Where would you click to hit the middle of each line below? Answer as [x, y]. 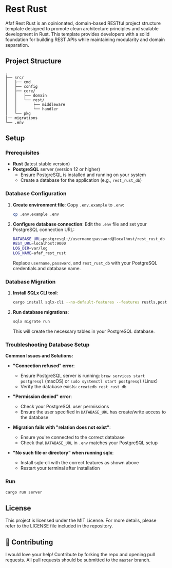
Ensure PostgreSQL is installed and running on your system [83, 175]
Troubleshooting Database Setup [47, 345]
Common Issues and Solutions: [39, 356]
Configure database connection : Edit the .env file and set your [80, 224]
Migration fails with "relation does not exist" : [62, 427]
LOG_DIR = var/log [30, 249]
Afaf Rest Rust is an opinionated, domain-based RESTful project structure [83, 23]
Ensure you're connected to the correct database [72, 438]
